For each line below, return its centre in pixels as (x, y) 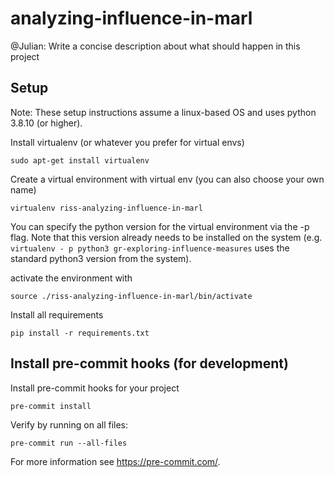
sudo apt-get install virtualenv (80, 160)
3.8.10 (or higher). (46, 123)
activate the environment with (71, 278)
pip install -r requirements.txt (80, 333)
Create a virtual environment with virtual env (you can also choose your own (167, 179)
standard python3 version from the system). (101, 258)
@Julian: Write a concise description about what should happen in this (155, 46)
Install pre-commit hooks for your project (95, 388)
